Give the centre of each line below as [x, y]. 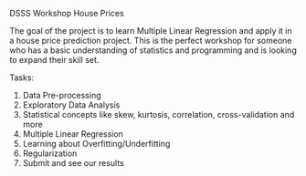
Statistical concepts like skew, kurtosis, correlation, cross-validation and [158, 114]
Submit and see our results [74, 163]
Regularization [50, 153]
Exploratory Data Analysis [71, 105]
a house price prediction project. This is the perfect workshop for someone [151, 41]
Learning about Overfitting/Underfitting [96, 144]
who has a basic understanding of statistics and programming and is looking [153, 50]
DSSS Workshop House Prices [67, 13]
